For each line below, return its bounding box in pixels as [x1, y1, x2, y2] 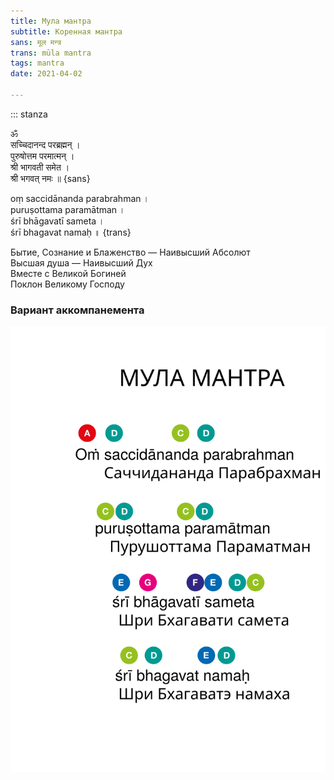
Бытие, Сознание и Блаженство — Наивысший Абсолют [10, 246, 251, 258]
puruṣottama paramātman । [10, 203, 126, 215]
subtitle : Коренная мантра [10, 26, 123, 37]
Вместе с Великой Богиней [10, 267, 127, 279]
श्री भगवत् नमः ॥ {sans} [10, 172, 91, 184]
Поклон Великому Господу [10, 278, 125, 290]
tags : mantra [10, 58, 65, 69]
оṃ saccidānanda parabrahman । [10, 192, 150, 204]
